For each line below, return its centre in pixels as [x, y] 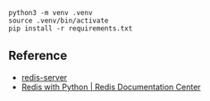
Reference [38, 56]
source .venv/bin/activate [59, 21]
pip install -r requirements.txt [71, 29]
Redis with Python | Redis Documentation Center [111, 87]
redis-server [44, 77]
